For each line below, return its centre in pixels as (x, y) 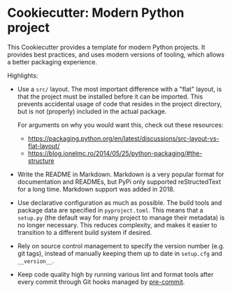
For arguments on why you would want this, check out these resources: (120, 124)
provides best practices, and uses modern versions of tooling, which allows (116, 55)
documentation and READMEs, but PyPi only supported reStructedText (119, 181)
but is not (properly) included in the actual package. (92, 111)
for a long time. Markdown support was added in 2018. (96, 189)
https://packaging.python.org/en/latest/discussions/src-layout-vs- (123, 138)
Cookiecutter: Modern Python (96, 13)
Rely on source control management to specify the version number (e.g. (121, 245)
